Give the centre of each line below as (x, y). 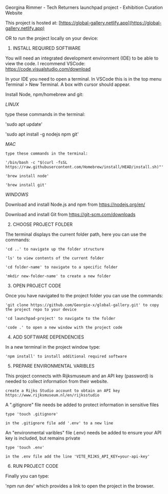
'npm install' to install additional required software (66, 356)
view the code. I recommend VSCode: (45, 63)
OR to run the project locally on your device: (52, 38)
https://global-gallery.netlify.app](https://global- (111, 23)
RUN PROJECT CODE (36, 466)
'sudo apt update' (24, 124)
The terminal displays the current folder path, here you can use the (76, 234)
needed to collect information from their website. (57, 381)
